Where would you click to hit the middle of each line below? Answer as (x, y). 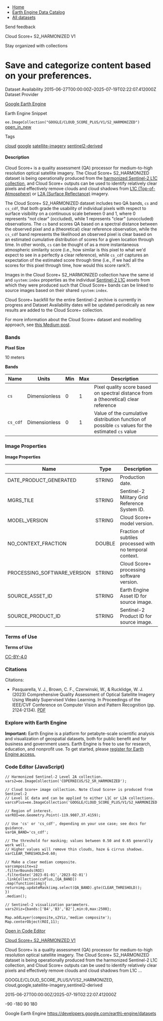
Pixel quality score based (122, 387)
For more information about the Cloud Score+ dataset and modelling (73, 320)
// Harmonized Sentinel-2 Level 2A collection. (54, 777)
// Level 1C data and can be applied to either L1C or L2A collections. (80, 798)
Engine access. (20, 754)
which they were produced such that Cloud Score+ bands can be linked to (79, 285)
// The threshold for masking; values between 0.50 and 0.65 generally (79, 841)
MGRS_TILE (21, 500)
